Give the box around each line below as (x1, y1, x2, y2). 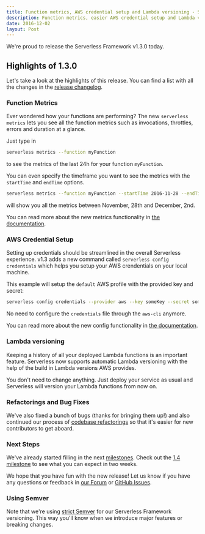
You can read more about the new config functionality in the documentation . (6, 322, 198, 329)
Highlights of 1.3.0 (6, 61, 77, 71)
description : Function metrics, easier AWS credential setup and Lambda (6, 15, 195, 21)
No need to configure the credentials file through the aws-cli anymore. (6, 310, 187, 317)
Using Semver (6, 494, 49, 503)
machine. (6, 269, 30, 276)
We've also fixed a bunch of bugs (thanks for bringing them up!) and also (6, 412, 190, 419)
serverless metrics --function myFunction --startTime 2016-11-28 (6, 190, 179, 197)
